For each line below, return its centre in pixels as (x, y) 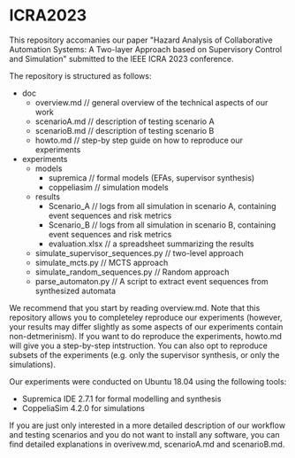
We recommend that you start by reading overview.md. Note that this (135, 307)
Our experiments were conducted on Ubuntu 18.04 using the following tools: (148, 381)
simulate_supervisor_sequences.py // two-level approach (140, 252)
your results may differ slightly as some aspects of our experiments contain (146, 326)
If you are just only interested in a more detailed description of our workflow (147, 425)
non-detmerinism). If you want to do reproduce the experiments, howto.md (146, 336)
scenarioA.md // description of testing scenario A (125, 121)
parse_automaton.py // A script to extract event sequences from (152, 281)
